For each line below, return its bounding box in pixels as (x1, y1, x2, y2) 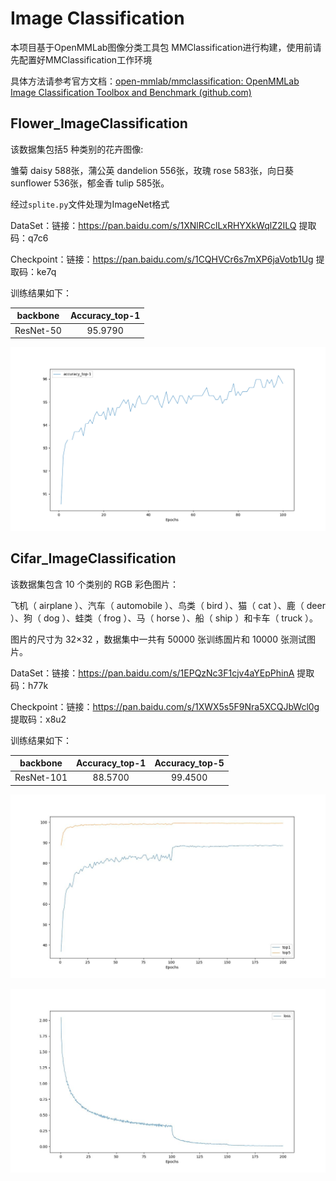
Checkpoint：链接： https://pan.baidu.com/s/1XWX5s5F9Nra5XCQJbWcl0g (10, 700, 320, 712)
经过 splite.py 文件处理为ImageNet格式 (10, 198, 170, 210)
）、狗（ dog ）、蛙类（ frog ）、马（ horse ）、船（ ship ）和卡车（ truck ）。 (10, 612, 319, 624)
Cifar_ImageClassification (10, 550, 177, 567)
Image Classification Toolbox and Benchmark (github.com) (10, 86, 252, 98)
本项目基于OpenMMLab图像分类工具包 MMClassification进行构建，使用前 (10, 41, 313, 53)
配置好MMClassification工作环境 (18, 53, 153, 66)
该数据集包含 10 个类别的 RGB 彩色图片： (10, 578, 179, 590)
